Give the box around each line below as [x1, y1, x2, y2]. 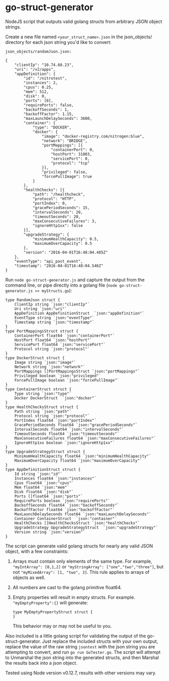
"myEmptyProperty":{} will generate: [12, 599, 88, 606]
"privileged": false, [41, 169, 88, 174]
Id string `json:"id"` [14, 471, 63, 476]
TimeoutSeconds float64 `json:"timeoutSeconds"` [14, 431, 120, 436]
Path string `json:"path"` [14, 409, 72, 414]
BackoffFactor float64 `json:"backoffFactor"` [14, 507, 115, 512]
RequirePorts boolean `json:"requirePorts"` [14, 498, 110, 503]
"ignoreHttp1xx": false [32, 223, 83, 228]
